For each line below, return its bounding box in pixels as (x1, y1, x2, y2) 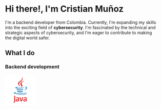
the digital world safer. (5, 35, 50, 41)
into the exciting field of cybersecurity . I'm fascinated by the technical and (5, 24, 156, 30)
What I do (5, 49, 35, 57)
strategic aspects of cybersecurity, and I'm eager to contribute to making (5, 30, 152, 35)
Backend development (5, 63, 60, 70)
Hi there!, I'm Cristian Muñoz (5, 3, 124, 15)
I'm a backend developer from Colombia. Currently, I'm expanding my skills (5, 19, 156, 25)
